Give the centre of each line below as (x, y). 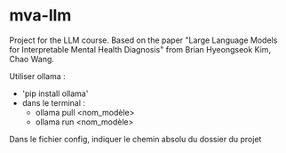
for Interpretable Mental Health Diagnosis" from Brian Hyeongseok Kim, (140, 49)
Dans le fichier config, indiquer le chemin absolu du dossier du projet (135, 139)
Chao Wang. (32, 59)
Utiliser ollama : (38, 76)
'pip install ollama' (55, 93)
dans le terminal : (54, 102)
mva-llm (40, 16)
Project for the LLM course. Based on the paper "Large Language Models (143, 40)
